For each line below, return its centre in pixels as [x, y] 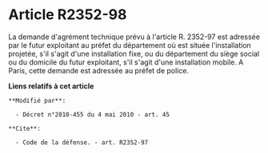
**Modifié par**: [37, 100]
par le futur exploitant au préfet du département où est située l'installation [130, 45]
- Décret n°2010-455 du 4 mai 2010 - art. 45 [93, 114]
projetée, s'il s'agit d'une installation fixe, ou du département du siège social [134, 53]
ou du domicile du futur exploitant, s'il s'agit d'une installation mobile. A [126, 62]
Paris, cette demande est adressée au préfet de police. [99, 70]
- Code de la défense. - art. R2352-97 [82, 142]
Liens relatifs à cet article [51, 86]
